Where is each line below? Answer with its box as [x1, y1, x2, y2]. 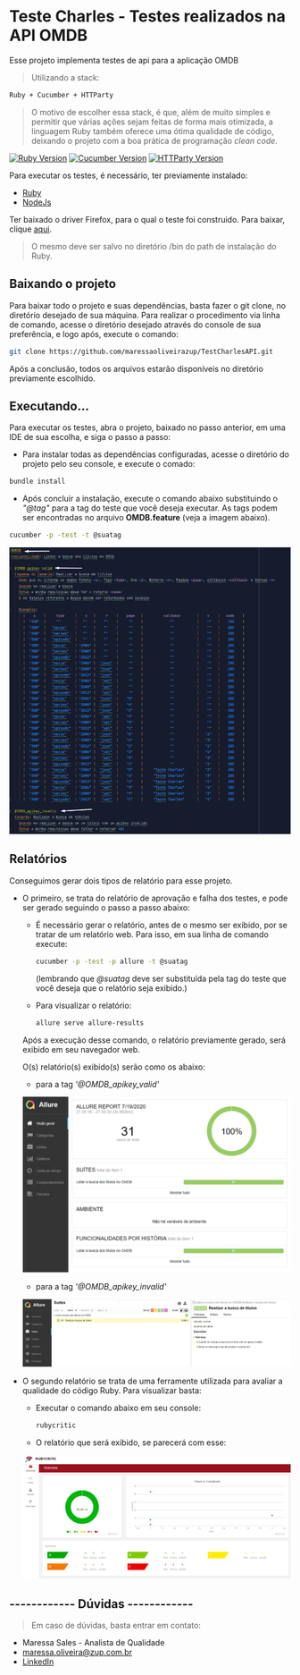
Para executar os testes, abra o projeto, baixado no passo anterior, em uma [9, 422, 286, 433]
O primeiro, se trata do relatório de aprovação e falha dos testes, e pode [21, 892, 288, 903]
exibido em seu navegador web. [21, 1044, 140, 1054]
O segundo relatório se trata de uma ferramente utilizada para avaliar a [21, 1375, 283, 1386]
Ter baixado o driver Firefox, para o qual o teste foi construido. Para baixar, [9, 214, 286, 224]
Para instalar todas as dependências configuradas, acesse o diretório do [21, 449, 290, 460]
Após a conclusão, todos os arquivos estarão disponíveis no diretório [9, 363, 263, 374]
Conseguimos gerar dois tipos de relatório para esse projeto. [9, 875, 233, 886]
